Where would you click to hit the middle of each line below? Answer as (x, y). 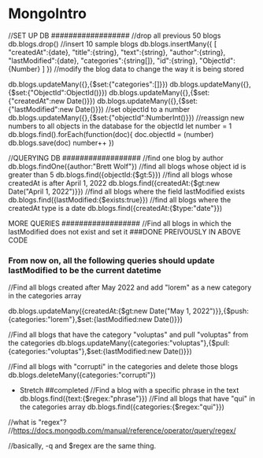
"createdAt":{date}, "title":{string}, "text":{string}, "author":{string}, (117, 52)
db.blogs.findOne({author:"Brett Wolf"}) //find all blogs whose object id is (127, 166)
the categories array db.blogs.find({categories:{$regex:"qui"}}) (122, 407)
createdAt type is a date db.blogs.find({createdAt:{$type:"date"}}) (115, 208)
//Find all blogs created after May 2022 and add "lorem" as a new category (130, 287)
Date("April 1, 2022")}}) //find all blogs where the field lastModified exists (127, 191)
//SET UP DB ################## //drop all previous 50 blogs (115, 35)
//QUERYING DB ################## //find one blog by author (116, 157)
